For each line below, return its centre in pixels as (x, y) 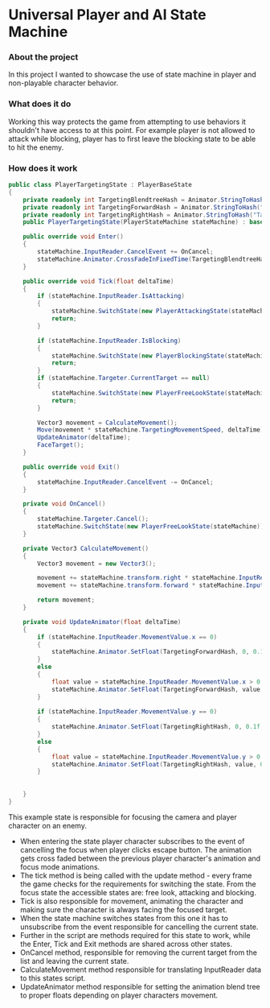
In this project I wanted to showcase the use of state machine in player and (133, 75)
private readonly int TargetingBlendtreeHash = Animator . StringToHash (143, 200)
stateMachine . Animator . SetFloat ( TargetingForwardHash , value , (157, 689)
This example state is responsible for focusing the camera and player (123, 817)
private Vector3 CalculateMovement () (86, 548)
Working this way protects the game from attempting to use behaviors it (127, 122)
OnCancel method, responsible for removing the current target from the (138, 952)
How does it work (43, 168)
